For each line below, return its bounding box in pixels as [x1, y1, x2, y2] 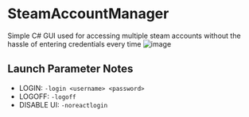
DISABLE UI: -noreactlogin [18, 100, 108, 109]
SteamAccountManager [7, 5, 169, 23]
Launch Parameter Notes [7, 62, 134, 76]
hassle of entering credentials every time [7, 39, 142, 48]
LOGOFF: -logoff [18, 92, 76, 101]
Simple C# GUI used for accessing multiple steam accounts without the [7, 31, 241, 40]
